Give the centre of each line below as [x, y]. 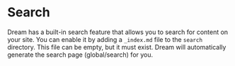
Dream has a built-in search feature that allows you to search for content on [118, 32]
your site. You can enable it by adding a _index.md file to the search [105, 39]
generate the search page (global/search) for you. [80, 55]
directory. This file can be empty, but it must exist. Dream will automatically [117, 47]
